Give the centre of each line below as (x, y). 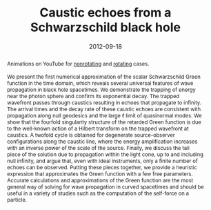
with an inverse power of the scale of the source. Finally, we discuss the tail (98, 147)
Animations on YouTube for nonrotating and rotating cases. (78, 64)
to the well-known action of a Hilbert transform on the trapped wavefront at (98, 128)
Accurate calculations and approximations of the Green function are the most (100, 180)
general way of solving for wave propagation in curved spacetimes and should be (105, 187)
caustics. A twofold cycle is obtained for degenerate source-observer (91, 135)
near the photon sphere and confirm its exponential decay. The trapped (93, 96)
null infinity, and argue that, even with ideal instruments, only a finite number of (102, 161)
